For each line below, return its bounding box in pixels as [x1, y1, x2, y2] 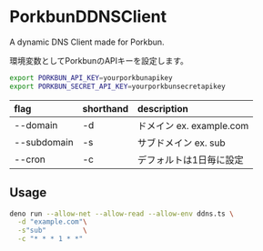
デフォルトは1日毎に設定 [137, 153, 244, 166]
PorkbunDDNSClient [9, 6, 167, 27]
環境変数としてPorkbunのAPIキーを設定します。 [9, 55, 189, 65]
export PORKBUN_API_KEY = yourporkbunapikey [9, 73, 173, 83]
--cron [14, 153, 46, 166]
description [137, 102, 188, 115]
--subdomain [14, 136, 75, 148]
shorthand [82, 102, 129, 115]
